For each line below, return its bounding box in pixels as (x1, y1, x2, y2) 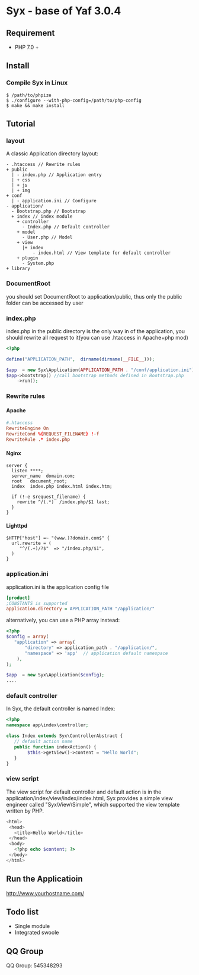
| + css (11, 177, 31, 183)
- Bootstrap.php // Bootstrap (11, 208, 86, 215)
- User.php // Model (21, 234, 73, 240)
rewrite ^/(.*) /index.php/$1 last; (17, 499, 110, 505)
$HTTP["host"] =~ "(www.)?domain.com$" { (6, 535, 110, 541)
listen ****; (11, 468, 44, 474)
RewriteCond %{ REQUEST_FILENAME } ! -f (6, 431, 99, 437)
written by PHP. (6, 807, 44, 814)
